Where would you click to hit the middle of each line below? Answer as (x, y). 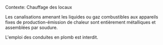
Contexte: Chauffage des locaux (39, 7)
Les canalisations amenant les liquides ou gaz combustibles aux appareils (82, 17)
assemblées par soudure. (31, 27)
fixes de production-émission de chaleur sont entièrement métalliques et (80, 22)
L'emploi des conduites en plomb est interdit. (52, 37)
